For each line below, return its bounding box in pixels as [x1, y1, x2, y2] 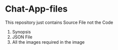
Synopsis [12, 29, 31, 34]
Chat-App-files [5, 3, 68, 15]
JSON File [12, 34, 33, 40]
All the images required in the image [12, 39, 85, 45]
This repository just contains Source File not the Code [5, 19, 114, 25]
